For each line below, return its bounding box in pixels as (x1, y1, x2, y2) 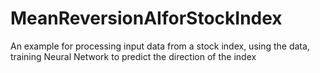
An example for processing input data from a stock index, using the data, (10, 40, 310, 52)
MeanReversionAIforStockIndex (10, 7, 283, 30)
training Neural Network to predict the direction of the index (10, 50, 257, 62)
